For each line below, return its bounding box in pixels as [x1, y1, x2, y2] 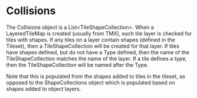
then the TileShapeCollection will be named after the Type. [6, 61, 149, 68]
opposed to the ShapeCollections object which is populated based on [6, 79, 175, 86]
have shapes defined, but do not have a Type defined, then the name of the [6, 48, 190, 55]
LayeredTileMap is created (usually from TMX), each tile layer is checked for [6, 30, 192, 37]
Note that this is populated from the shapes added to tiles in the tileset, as [6, 73, 186, 80]
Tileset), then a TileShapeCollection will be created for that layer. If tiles [6, 43, 180, 50]
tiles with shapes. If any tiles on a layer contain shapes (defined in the [6, 36, 176, 43]
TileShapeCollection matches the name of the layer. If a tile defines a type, [6, 55, 187, 62]
